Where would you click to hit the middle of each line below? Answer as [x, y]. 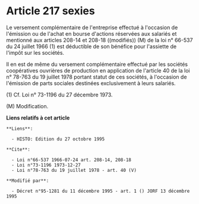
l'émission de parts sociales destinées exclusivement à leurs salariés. [91, 83]
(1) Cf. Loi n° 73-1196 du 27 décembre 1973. [59, 95]
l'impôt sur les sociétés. [35, 52]
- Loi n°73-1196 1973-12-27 [46, 165]
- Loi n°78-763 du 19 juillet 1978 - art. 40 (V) [74, 170]
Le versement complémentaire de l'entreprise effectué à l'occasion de [92, 27]
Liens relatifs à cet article [38, 118]
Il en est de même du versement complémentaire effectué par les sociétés [97, 64]
